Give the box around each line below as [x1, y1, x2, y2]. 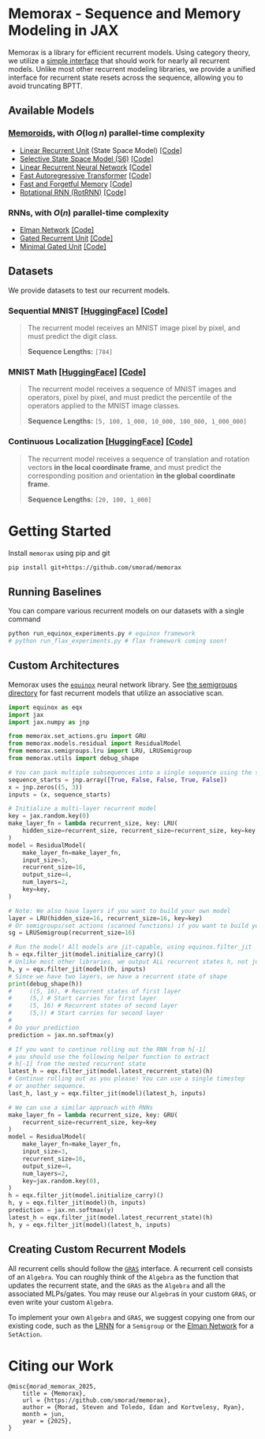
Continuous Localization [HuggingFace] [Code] [8, 436, 193, 447]
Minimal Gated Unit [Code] [19, 241, 106, 251]
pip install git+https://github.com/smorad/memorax [8, 563, 181, 572]
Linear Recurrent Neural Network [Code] [19, 162, 152, 172]
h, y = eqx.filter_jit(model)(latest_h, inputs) [8, 1221, 171, 1228]
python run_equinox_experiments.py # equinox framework [8, 630, 196, 638]
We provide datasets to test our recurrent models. [8, 285, 170, 295]
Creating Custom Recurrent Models [8, 1243, 187, 1256]
